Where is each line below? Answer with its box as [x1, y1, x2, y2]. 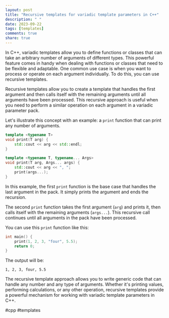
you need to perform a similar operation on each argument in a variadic [5, 102, 153, 108]
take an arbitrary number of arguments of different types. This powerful [5, 55, 154, 61]
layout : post [5, 7, 33, 13]
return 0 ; [14, 243, 35, 249]
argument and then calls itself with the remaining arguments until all [5, 91, 146, 97]
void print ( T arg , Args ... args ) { [5, 160, 80, 166]
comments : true [5, 31, 37, 36]
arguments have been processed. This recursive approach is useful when [5, 96, 158, 102]
